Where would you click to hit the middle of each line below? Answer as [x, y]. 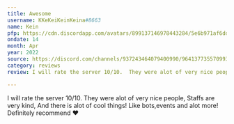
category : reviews [34, 65]
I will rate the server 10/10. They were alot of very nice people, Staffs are [111, 98]
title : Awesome [29, 14]
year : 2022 [23, 53]
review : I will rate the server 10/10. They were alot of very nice [110, 72]
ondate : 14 [23, 40]
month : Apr [23, 46]
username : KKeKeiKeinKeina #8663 [54, 20]
